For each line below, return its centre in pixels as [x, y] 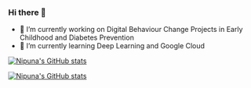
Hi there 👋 [27, 12]
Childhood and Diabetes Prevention [77, 37]
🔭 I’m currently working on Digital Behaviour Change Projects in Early [131, 30]
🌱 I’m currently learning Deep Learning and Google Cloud [112, 46]
